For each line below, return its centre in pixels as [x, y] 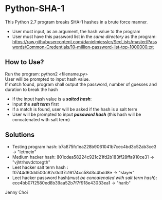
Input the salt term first [36, 104]
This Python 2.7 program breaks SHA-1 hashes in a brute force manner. [77, 22]
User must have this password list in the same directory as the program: [84, 36]
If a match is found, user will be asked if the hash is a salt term [75, 109]
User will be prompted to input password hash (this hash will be [76, 114]
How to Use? [25, 62]
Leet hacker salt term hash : [40, 167]
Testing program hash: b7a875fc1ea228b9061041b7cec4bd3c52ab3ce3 [84, 146]
